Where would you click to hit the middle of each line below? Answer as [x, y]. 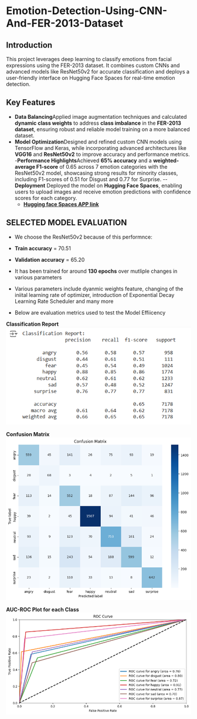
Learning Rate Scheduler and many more [64, 301]
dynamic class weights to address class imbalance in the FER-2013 [98, 123]
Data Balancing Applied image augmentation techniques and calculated [101, 116]
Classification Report [33, 324]
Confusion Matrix [28, 434]
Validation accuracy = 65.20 [50, 259]
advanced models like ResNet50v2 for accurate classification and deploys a [98, 71]
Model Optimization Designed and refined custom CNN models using [98, 142]
